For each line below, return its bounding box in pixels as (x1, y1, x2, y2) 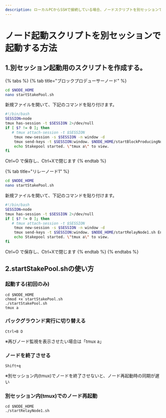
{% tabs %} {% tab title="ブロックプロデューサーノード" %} (5, 78, 127, 84)
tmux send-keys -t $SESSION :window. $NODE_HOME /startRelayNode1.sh (14, 230, 156, 235)
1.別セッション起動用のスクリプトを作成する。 (5, 64, 147, 72)
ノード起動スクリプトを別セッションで (5, 30, 162, 41)
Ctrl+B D (5, 329, 23, 334)
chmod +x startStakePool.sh (5, 296, 63, 302)
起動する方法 (5, 43, 58, 53)
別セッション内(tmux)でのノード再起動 (5, 393, 98, 400)
